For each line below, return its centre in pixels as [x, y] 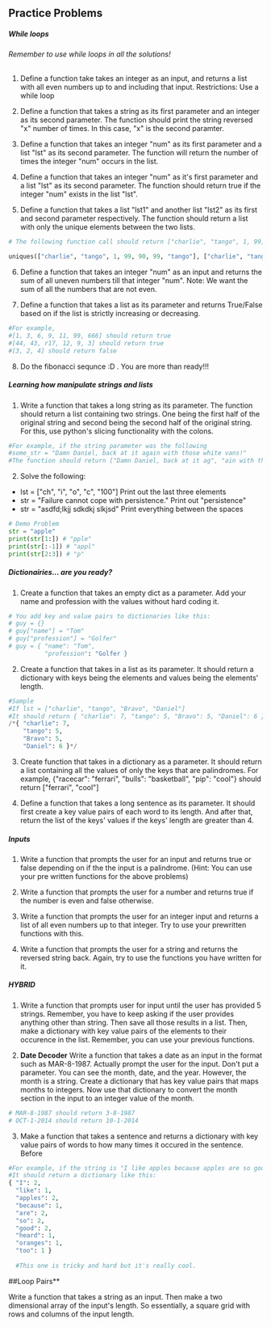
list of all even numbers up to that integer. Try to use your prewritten [133, 924]
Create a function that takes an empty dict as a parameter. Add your [133, 593]
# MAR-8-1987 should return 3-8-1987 [72, 1113]
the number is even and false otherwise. [87, 900]
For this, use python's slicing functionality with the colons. [117, 431]
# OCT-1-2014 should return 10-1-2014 [73, 1120]
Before [31, 1153]
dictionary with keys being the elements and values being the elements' [139, 678]
